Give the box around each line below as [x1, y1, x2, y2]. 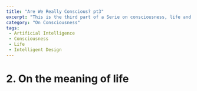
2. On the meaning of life [6, 72, 129, 85]
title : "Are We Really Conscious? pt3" [6, 8, 104, 15]
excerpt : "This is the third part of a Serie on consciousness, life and [6, 14, 192, 20]
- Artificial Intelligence [8, 31, 75, 36]
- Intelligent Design [8, 47, 62, 53]
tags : [6, 25, 19, 31]
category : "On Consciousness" [6, 19, 81, 25]
